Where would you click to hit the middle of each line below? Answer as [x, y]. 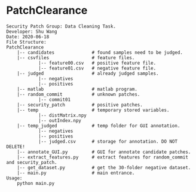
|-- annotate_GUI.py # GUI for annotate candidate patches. [104, 152]
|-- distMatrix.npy [62, 115]
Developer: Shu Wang [32, 31]
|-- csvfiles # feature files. [76, 57]
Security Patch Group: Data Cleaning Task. [61, 26]
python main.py [36, 183]
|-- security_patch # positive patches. [80, 105]
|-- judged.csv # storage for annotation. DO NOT [108, 141]
